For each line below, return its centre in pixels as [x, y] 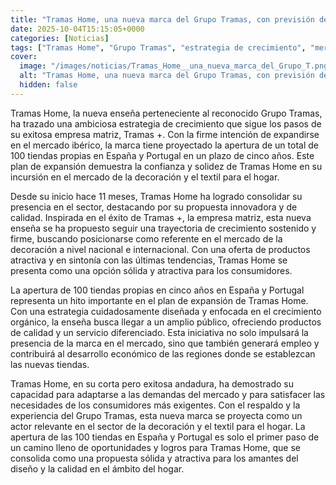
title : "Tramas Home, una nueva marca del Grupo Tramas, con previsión [162, 19]
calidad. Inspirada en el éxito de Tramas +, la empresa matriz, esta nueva [161, 217]
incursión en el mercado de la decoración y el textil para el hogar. [145, 177]
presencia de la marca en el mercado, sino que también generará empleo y [165, 343]
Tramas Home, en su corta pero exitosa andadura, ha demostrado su [152, 383]
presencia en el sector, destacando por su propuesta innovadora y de [154, 207]
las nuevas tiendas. [50, 364]
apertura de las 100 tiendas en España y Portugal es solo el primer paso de [165, 437]
